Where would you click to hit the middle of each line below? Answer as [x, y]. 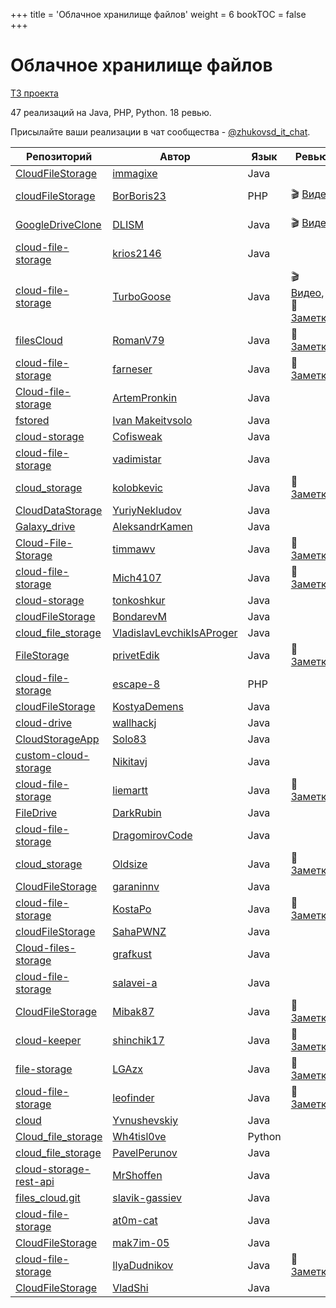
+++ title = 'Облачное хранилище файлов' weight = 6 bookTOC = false [158, 14]
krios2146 [137, 253]
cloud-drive [44, 722]
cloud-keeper [48, 1040]
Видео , [307, 292]
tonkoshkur [139, 600]
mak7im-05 [141, 1242]
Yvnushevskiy [145, 1120]
